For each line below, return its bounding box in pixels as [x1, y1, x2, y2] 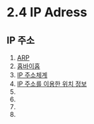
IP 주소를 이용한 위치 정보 [16, 79, 88, 88]
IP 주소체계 [16, 71, 47, 79]
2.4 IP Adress [6, 4, 88, 21]
